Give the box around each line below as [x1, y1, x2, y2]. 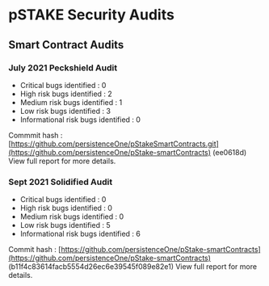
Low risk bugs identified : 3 [19, 106, 111, 116]
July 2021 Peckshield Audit [8, 62, 118, 74]
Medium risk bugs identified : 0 [19, 212, 124, 221]
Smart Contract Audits [8, 38, 124, 52]
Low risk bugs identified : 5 [19, 221, 111, 230]
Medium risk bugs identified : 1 [19, 97, 123, 107]
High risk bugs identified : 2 [19, 89, 113, 99]
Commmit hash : [8, 130, 63, 140]
